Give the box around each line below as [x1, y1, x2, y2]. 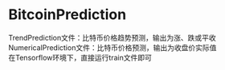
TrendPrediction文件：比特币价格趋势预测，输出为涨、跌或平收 [8, 33, 217, 42]
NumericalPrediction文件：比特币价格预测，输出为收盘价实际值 [8, 42, 217, 52]
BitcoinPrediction [8, 6, 127, 24]
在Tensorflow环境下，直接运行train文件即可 [8, 52, 153, 62]
